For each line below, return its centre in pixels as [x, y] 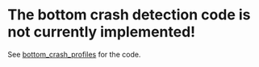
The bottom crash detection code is [129, 15]
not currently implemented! [102, 32]
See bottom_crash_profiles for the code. [74, 54]
